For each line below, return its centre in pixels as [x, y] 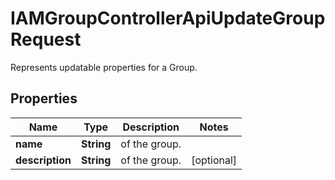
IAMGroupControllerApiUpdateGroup [168, 18]
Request [46, 39]
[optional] [214, 160]
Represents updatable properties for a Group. [104, 67]
